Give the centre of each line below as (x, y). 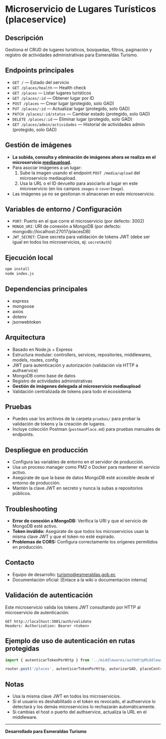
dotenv (20, 317)
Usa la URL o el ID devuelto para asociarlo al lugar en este (79, 183)
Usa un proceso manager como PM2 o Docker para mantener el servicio (86, 467)
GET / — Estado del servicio (41, 82)
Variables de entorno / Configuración (63, 209)
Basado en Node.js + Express (42, 349)
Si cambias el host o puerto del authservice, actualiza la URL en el (79, 712)
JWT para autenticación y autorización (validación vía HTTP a (75, 365)
